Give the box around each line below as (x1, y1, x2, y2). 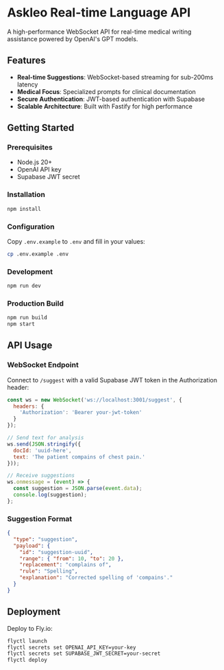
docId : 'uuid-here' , (13, 447, 72, 454)
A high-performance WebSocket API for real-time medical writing (7, 27, 192, 36)
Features (7, 55, 46, 67)
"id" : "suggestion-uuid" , (19, 548, 94, 555)
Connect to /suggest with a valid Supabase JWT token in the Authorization (7, 376, 218, 384)
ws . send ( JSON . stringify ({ (7, 441, 81, 448)
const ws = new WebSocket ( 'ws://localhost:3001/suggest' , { (7, 396, 183, 403)
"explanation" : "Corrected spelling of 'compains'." (19, 575, 173, 581)
